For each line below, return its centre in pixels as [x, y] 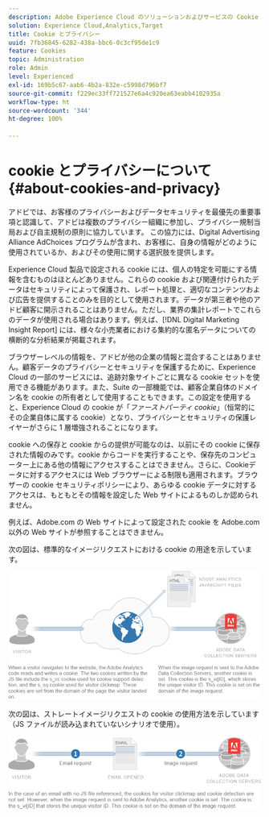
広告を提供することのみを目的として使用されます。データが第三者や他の [134, 299]
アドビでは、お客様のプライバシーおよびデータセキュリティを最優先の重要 [131, 212]
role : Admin [28, 68]
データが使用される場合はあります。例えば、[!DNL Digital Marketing [127, 319]
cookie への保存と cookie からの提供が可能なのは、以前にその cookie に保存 [134, 444]
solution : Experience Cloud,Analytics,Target [86, 25]
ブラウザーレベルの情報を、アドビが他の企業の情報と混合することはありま [131, 357]
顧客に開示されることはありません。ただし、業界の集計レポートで [131, 309]
